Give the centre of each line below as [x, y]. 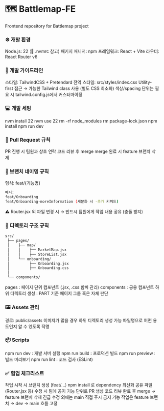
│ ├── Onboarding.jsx [38, 264]
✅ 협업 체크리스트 [24, 373]
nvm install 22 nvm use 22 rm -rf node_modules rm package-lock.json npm [81, 121]
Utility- [145, 82]
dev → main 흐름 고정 [36, 403]
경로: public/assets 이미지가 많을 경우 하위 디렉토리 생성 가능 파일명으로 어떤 [79, 321]
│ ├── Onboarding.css [38, 268]
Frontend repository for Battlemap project [47, 26]
